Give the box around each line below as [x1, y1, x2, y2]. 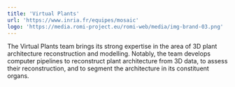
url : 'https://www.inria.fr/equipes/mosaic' [7, 17, 139, 24]
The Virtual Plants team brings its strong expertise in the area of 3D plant [7, 42, 218, 51]
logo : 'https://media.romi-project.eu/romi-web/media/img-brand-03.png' [7, 23, 224, 30]
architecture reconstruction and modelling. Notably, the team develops [7, 49, 211, 58]
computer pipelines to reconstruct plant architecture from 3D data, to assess [7, 57, 228, 65]
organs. [7, 72, 29, 80]
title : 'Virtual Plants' [7, 10, 80, 17]
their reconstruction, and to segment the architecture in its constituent [7, 64, 210, 73]
